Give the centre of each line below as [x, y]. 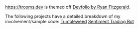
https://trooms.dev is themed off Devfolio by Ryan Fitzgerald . [68, 7]
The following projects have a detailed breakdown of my [63, 16]
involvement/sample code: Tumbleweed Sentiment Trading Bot [70, 22]
